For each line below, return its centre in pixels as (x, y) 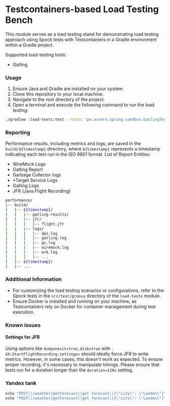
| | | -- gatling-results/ (37, 215)
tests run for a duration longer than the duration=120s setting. (69, 370)
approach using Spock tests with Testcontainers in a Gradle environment (81, 40)
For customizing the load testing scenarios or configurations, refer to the (88, 290)
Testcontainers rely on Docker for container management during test (84, 306)
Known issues (23, 325)
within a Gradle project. (30, 45)
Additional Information (34, 279)
